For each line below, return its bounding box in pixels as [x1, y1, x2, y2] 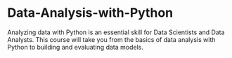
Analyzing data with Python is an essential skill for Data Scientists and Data [7, 28, 225, 36]
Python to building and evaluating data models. [7, 43, 144, 51]
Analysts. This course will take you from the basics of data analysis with [7, 35, 216, 43]
